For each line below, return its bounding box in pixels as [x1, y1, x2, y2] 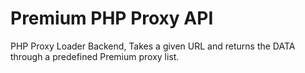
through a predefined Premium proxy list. [10, 50, 180, 62]
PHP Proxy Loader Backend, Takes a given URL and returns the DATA [10, 40, 296, 52]
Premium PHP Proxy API [10, 7, 214, 30]
